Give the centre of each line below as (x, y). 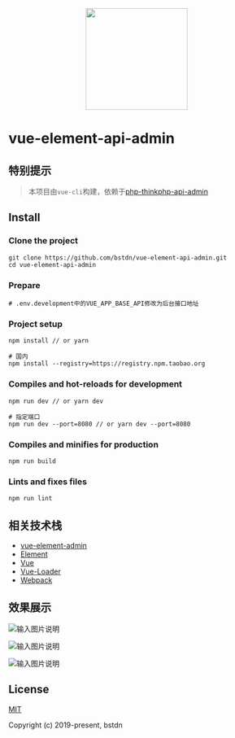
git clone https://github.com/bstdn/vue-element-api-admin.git (118, 258)
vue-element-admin (54, 545)
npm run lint (30, 499)
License (29, 690)
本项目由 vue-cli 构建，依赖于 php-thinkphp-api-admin (118, 192)
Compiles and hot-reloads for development (96, 384)
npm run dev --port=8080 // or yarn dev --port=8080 (100, 424)
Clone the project (44, 241)
